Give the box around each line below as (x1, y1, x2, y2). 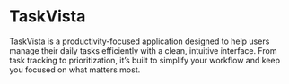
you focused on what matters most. (9, 64, 141, 75)
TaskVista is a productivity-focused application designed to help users (9, 36, 270, 46)
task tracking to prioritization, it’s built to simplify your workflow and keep (9, 55, 281, 65)
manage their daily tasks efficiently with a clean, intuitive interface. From (9, 45, 277, 55)
